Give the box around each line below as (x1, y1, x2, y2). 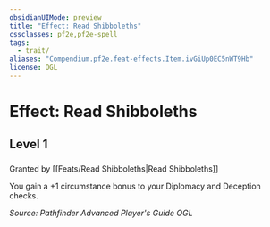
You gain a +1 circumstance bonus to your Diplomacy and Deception (9, 181, 261, 192)
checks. (9, 190, 38, 201)
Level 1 (9, 137, 48, 152)
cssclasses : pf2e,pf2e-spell (9, 29, 118, 38)
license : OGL (9, 63, 58, 72)
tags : (9, 38, 30, 47)
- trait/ (17, 46, 50, 55)
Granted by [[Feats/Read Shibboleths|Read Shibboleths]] (9, 164, 219, 174)
